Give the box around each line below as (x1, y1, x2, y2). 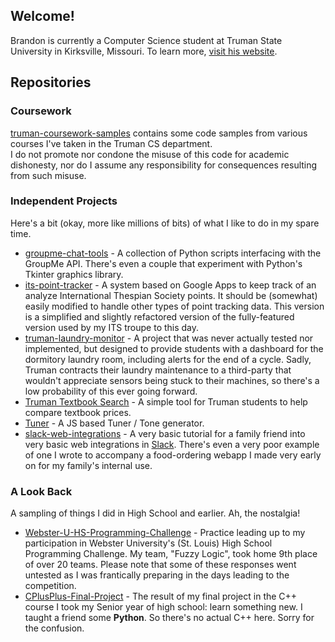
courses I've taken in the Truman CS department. (10, 137, 213, 149)
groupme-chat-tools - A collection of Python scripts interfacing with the (24, 247, 322, 259)
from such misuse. (10, 169, 87, 181)
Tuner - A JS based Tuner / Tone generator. (24, 417, 205, 429)
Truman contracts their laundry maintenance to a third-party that (24, 364, 292, 376)
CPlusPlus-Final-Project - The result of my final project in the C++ (24, 590, 298, 603)
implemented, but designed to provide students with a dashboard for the (24, 342, 324, 354)
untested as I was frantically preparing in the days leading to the (24, 569, 290, 581)
